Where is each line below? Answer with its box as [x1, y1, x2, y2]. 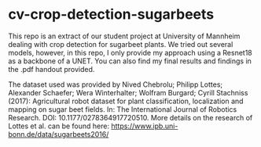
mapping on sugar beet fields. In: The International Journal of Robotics [8, 104, 237, 114]
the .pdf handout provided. [8, 64, 95, 73]
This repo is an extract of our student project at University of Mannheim [8, 31, 241, 41]
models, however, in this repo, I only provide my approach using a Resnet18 [8, 48, 253, 57]
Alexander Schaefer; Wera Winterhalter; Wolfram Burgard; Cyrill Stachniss [8, 88, 248, 97]
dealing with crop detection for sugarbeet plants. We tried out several [8, 39, 233, 48]
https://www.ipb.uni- [111, 121, 178, 131]
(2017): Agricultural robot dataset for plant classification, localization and [8, 96, 244, 106]
